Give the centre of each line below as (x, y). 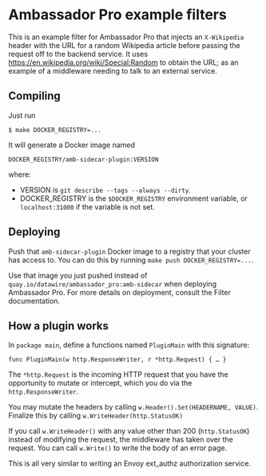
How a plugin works (59, 326)
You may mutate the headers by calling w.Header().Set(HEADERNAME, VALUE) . (133, 407)
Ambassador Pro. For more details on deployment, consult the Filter (120, 292)
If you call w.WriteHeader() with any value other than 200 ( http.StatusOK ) (129, 431)
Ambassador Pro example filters (118, 15)
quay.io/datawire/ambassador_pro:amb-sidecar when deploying (113, 284)
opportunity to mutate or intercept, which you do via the (100, 383)
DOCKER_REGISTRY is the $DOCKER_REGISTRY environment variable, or (133, 198)
